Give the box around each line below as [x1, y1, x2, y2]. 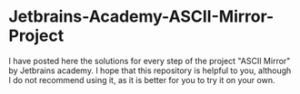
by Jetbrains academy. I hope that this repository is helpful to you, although [8, 65, 292, 76]
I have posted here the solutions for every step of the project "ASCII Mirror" [8, 55, 291, 66]
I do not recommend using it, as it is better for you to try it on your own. [8, 74, 275, 85]
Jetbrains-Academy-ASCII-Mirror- [8, 6, 275, 27]
